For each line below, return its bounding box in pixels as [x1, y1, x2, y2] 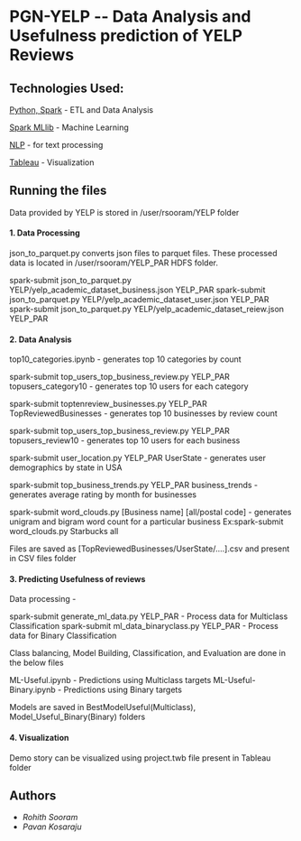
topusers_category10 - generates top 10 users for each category [9, 381, 250, 392]
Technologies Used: [9, 80, 124, 96]
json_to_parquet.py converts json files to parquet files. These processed [9, 248, 278, 259]
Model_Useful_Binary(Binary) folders [9, 711, 146, 723]
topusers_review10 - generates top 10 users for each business [9, 435, 241, 446]
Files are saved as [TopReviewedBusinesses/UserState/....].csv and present [9, 543, 290, 554]
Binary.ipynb [9, 684, 56, 696]
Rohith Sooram [22, 812, 78, 823]
